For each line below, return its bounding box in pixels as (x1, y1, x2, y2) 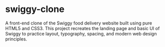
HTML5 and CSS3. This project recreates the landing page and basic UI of (5, 25, 160, 31)
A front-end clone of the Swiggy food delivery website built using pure (5, 20, 152, 26)
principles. (5, 36, 27, 42)
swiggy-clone (5, 3, 65, 15)
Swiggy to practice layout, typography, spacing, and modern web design (5, 30, 157, 36)
